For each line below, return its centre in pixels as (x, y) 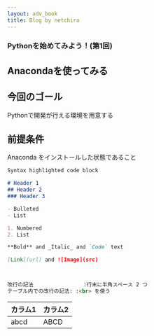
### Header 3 (26, 197)
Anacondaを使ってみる (58, 71)
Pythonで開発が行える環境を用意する (61, 115)
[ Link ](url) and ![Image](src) (53, 260)
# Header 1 (23, 183)
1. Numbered (24, 228)
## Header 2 (24, 190)
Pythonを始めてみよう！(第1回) (60, 46)
